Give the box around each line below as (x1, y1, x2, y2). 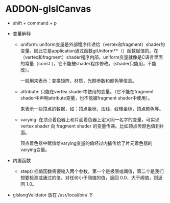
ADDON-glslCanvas (5, 3, 91, 15)
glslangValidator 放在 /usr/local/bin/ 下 (12, 192, 93, 198)
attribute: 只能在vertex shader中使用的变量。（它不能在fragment (20, 88, 154, 94)
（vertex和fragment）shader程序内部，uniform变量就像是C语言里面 (20, 54, 163, 60)
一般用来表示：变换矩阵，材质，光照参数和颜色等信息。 (20, 78, 137, 84)
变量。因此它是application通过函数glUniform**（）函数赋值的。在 (20, 47, 159, 54)
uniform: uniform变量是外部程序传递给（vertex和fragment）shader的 (20, 41, 165, 47)
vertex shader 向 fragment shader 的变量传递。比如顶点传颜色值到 (20, 123, 160, 129)
